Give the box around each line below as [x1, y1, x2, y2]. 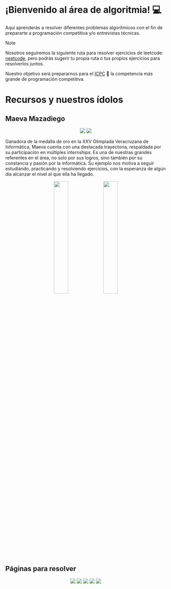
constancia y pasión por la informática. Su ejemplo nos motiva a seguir [5, 160, 155, 166]
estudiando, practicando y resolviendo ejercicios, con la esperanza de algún [5, 165, 166, 171]
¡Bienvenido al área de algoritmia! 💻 [5, 4, 162, 16]
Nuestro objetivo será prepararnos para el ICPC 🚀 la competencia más [5, 70, 153, 77]
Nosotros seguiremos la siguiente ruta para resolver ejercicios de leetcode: [5, 50, 163, 56]
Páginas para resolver [5, 564, 77, 573]
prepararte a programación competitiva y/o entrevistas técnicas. [5, 30, 140, 36]
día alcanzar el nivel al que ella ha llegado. [5, 171, 94, 177]
